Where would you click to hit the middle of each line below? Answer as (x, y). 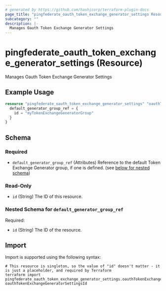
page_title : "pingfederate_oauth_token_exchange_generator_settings (77, 14)
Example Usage (30, 92)
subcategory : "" (22, 19)
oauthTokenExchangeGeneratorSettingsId (46, 284)
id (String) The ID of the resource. (47, 230)
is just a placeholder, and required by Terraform (58, 271)
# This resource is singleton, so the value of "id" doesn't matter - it (83, 266)
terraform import (23, 275)
